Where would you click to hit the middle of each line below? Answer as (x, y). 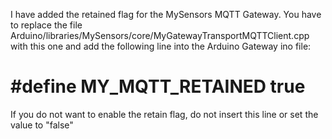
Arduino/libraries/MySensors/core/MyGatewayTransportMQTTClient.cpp (160, 35)
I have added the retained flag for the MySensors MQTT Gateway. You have (166, 14)
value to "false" (42, 125)
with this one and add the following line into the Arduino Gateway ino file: (161, 46)
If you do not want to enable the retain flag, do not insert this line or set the (164, 114)
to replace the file (46, 25)
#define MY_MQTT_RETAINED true (158, 86)
